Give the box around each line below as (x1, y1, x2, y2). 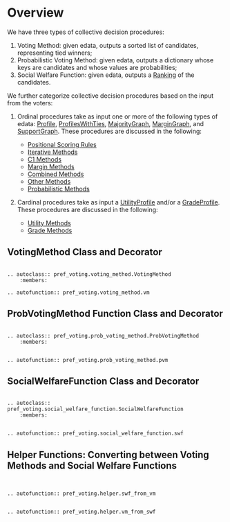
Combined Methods (27, 170, 84, 178)
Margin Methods (27, 162, 75, 171)
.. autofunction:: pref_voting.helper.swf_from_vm (7, 490, 156, 497)
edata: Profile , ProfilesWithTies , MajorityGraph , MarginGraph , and (17, 119, 204, 128)
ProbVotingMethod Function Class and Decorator (7, 308, 223, 320)
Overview (7, 5, 64, 21)
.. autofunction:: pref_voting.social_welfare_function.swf (7, 430, 184, 437)
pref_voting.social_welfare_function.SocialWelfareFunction (7, 406, 184, 413)
